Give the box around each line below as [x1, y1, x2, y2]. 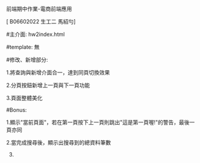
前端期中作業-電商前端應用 [6, 5, 72, 12]
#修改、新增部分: [6, 56, 48, 63]
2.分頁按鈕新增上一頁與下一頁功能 [6, 81, 90, 89]
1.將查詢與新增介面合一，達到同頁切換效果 [6, 69, 110, 76]
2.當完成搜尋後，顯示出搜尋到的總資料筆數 [6, 139, 111, 146]
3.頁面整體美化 [6, 95, 43, 101]
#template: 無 [6, 44, 40, 50]
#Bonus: [6, 107, 27, 113]
